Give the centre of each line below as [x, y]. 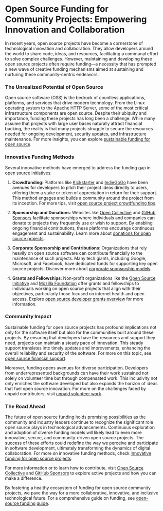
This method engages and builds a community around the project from [83, 198]
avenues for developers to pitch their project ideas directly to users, [80, 187]
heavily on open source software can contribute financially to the [77, 253]
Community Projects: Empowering [76, 19]
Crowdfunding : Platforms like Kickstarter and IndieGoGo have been [80, 182]
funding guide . [35, 503]
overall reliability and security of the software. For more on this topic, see [78, 353]
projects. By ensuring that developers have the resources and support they [80, 337]
